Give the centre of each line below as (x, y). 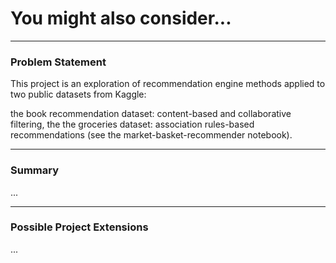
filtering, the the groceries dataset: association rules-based (132, 124)
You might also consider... (121, 18)
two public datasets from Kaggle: (78, 94)
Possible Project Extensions (79, 227)
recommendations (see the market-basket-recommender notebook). (151, 135)
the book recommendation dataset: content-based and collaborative (151, 114)
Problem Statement (58, 62)
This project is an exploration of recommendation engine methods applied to (168, 84)
